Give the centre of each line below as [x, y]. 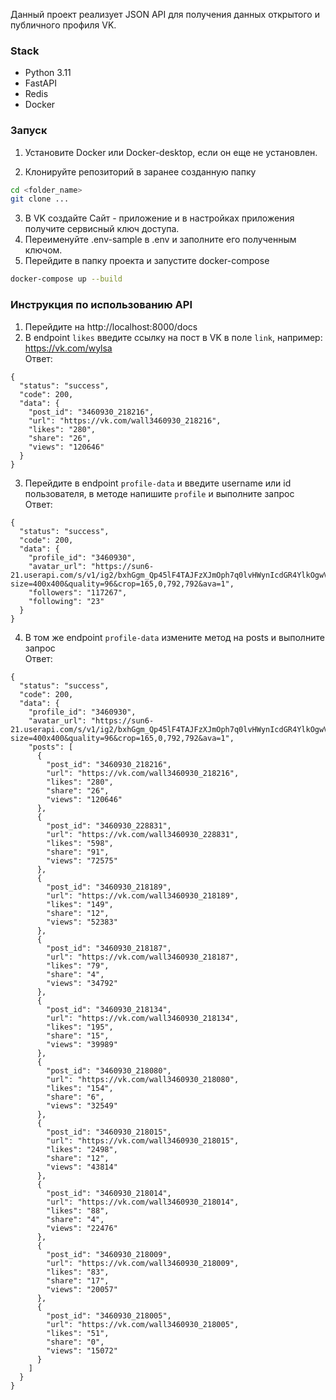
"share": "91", [78, 852]
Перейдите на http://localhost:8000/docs [111, 326]
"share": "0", [75, 1342]
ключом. [43, 250]
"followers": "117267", [78, 592]
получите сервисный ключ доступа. [102, 229]
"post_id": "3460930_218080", [109, 1070]
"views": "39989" [82, 1044]
